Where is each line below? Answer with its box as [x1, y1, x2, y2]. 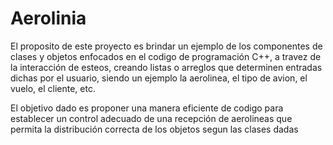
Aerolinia [10, 7, 87, 30]
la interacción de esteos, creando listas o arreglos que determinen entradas [10, 61, 323, 73]
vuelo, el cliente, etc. [10, 82, 96, 94]
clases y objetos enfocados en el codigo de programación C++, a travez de [10, 50, 322, 62]
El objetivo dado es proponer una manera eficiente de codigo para [10, 102, 284, 114]
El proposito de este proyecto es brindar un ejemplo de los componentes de [10, 40, 323, 52]
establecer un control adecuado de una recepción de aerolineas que [10, 112, 293, 124]
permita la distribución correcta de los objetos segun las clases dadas [10, 123, 299, 135]
